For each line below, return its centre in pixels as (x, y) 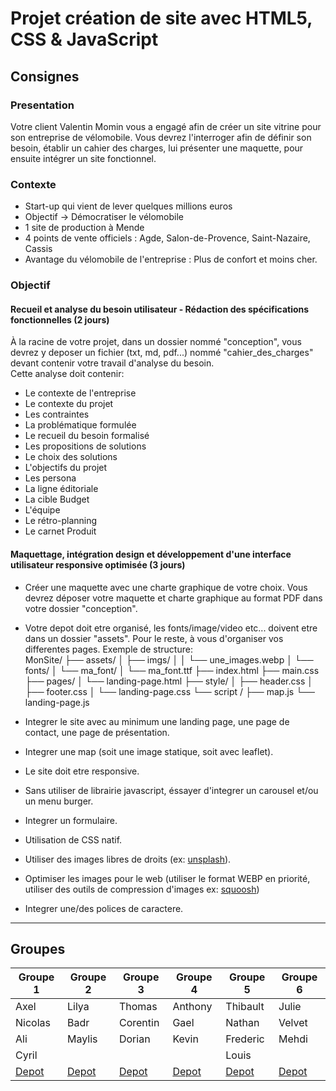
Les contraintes (57, 414)
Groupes (38, 948)
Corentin (139, 1023)
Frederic (245, 1039)
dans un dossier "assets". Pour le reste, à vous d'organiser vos (154, 638)
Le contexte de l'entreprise (80, 393)
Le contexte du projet (69, 404)
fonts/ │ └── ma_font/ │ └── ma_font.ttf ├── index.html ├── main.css (172, 670)
